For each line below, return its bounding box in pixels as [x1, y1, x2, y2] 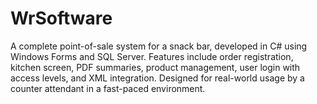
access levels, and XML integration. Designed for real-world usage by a [10, 72, 305, 84]
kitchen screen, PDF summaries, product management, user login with [10, 61, 301, 73]
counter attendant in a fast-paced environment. [10, 82, 206, 94]
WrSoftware [10, 7, 113, 30]
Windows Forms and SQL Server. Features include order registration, [10, 50, 294, 62]
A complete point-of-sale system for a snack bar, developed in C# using [10, 40, 308, 52]
